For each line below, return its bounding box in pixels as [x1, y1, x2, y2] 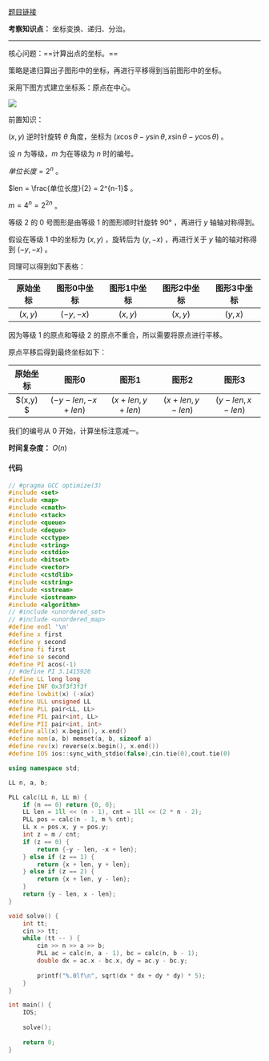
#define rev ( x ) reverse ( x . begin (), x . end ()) [8, 743, 159, 751]
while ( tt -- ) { [22, 934, 81, 942]
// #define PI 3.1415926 [8, 668, 91, 676]
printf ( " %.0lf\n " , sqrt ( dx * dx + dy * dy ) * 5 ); [37, 971, 206, 980]
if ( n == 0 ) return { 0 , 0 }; [22, 800, 116, 808]
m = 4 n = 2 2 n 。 [8, 199, 62, 210]
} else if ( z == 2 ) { [22, 868, 94, 876]
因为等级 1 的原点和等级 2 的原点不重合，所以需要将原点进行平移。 [8, 330, 227, 340]
